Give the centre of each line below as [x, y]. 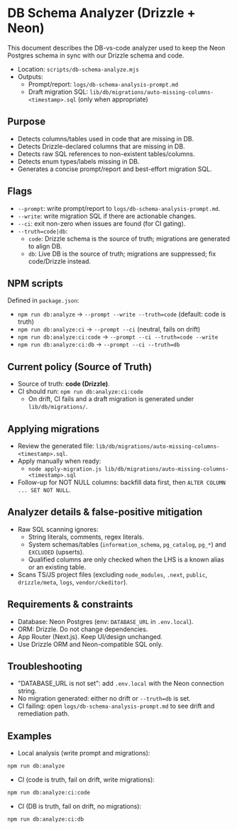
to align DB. [45, 246]
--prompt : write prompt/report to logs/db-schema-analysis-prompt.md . [119, 208]
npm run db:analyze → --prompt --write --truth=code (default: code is [122, 315]
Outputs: [31, 77]
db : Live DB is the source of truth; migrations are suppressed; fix [122, 253]
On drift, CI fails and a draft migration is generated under [111, 399]
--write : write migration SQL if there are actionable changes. [107, 216]
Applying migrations [54, 428]
